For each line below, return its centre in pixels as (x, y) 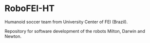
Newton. (13, 36)
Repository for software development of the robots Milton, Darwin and (75, 31)
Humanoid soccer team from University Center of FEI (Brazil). (66, 22)
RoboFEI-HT (30, 8)
